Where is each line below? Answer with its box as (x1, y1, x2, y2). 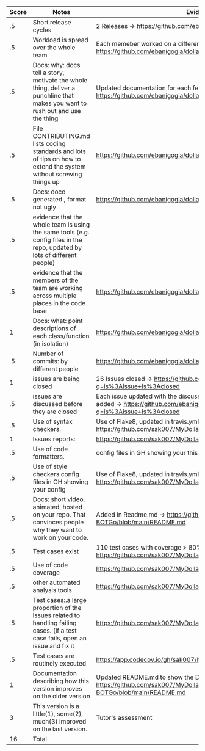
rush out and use (32, 107, 81, 115)
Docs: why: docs (32, 61, 81, 69)
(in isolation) (32, 339, 69, 347)
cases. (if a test (32, 626, 77, 634)
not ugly (32, 203, 57, 211)
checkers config (32, 470, 79, 478)
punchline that (32, 92, 74, 100)
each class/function (32, 332, 90, 340)
